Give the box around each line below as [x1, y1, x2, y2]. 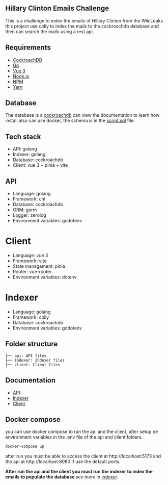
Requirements [5, 43, 51, 52]
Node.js [12, 73, 30, 79]
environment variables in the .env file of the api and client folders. [5, 434, 143, 440]
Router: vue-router [12, 269, 52, 274]
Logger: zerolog [12, 212, 47, 218]
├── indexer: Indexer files [5, 358, 65, 363]
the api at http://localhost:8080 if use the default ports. [5, 458, 121, 465]
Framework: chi [12, 196, 46, 202]
